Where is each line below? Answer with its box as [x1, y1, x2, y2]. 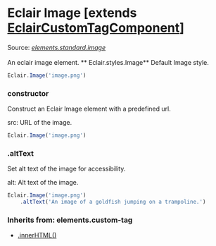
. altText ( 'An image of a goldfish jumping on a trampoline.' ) [20, 199, 206, 206]
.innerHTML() [17, 231, 57, 240]
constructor [7, 88, 49, 98]
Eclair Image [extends [7, 5, 137, 21]
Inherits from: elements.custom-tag [7, 215, 133, 225]
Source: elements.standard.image [7, 43, 106, 51]
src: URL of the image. [7, 118, 72, 127]
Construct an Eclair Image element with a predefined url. [7, 104, 171, 113]
